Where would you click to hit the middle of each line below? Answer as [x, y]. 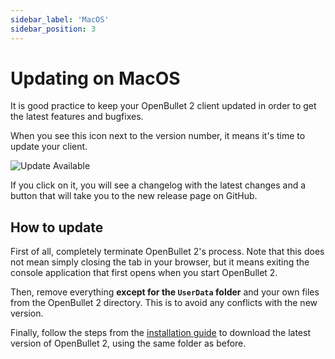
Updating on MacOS [95, 78]
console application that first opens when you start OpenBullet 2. [144, 273]
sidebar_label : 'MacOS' [60, 19]
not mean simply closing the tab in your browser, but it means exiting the [160, 262]
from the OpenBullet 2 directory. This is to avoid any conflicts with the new [164, 303]
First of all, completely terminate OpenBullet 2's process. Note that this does [167, 252]
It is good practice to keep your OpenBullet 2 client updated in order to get [163, 106]
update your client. [49, 147]
